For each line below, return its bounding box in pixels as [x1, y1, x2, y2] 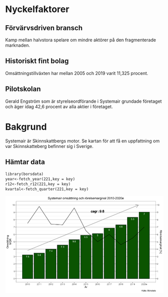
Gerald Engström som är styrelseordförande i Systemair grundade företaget [5, 98, 162, 104]
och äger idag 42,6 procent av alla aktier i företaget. [5, 103, 113, 109]
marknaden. [5, 42, 30, 48]
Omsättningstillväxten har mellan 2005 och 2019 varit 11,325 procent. [5, 70, 148, 76]
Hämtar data [5, 158, 45, 166]
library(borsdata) [5, 172, 44, 177]
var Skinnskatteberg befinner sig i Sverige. [5, 143, 94, 149]
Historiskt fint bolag [5, 57, 69, 65]
